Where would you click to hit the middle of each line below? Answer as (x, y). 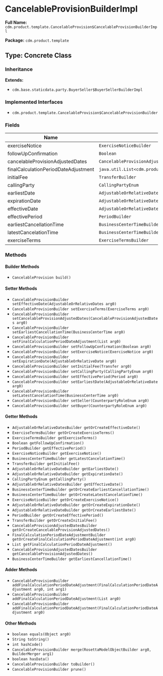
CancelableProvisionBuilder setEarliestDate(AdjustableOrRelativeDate (85, 382)
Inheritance (19, 69)
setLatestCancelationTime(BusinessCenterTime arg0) (65, 396)
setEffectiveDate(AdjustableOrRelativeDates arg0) (64, 304)
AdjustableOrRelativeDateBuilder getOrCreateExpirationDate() (76, 505)
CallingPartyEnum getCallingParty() (49, 479)
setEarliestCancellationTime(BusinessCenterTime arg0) (69, 332)
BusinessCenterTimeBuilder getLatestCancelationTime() (69, 459)
